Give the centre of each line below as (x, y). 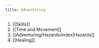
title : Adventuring (25, 10)
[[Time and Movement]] (37, 29)
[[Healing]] (23, 40)
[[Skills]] (21, 24)
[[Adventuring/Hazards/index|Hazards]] (53, 34)
